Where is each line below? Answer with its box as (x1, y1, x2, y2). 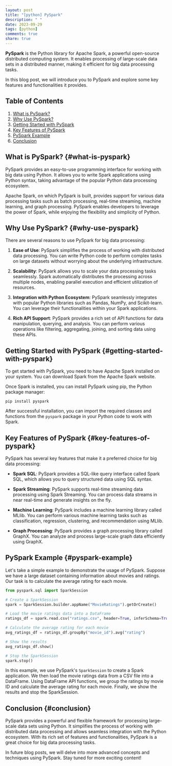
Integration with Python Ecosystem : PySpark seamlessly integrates (12, 294, 157, 301)
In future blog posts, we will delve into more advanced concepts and (5, 750, 150, 756)
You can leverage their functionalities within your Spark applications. (12, 305, 158, 311)
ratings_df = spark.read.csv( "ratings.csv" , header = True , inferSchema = (5, 616, 161, 621)
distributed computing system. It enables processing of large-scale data (5, 55, 158, 62)
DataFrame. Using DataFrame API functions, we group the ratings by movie (5, 678, 164, 684)
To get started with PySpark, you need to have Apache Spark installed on (5, 368, 160, 375)
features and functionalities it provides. (5, 82, 88, 88)
